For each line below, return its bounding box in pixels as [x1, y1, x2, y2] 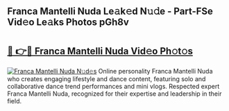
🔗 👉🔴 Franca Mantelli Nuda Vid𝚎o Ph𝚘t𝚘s [7, 45, 193, 57]
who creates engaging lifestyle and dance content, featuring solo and [7, 75, 206, 83]
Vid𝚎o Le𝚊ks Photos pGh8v [7, 17, 130, 28]
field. [7, 97, 22, 105]
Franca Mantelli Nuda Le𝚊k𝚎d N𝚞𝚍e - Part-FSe [7, 6, 214, 17]
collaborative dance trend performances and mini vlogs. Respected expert [7, 83, 220, 90]
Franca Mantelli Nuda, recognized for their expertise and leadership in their [7, 89, 222, 98]
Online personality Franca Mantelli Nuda [98, 67, 213, 75]
